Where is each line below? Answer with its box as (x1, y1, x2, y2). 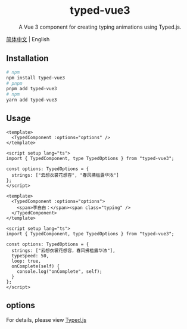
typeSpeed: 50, (11, 253, 49, 259)
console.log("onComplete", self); (17, 268, 102, 275)
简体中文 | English (6, 35, 50, 42)
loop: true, (11, 258, 42, 264)
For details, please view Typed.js (6, 316, 87, 323)
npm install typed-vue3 (6, 75, 66, 81)
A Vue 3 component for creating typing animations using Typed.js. (18, 23, 182, 30)
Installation (6, 53, 49, 63)
